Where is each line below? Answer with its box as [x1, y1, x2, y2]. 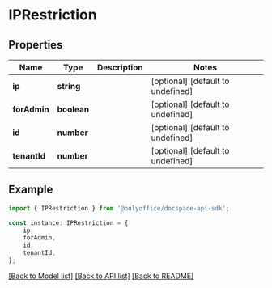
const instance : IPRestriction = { [8, 218, 129, 227]
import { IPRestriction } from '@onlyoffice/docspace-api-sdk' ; [8, 204, 230, 212]
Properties [8, 38, 63, 52]
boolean [57, 104, 90, 115]
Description [96, 62, 143, 73]
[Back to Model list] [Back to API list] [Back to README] [8, 271, 194, 281]
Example [8, 183, 53, 197]
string [57, 81, 81, 91]
